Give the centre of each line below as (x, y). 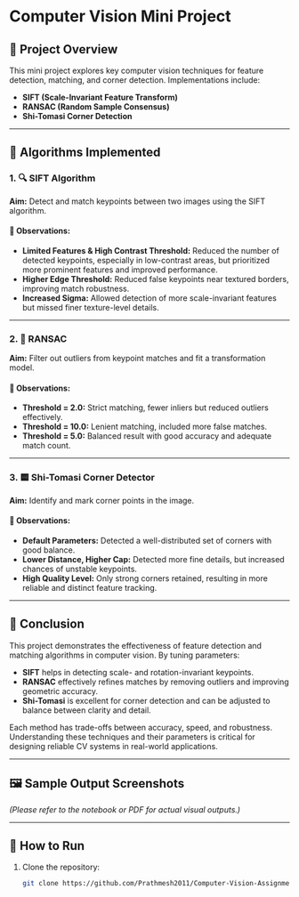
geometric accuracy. (60, 691)
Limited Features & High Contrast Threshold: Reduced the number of (151, 250)
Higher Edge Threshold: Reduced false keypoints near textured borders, (155, 279)
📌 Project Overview (64, 49)
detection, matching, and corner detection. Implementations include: (135, 80)
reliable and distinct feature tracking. (89, 587)
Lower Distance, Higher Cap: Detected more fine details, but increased (153, 559)
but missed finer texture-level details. (91, 307)
